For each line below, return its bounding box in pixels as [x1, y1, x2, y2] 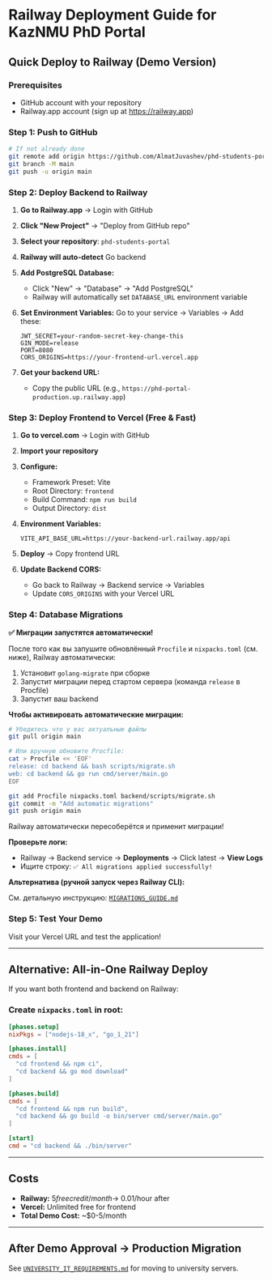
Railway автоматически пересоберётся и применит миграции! [8, 822, 224, 832]
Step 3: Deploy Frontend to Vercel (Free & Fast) [8, 411, 197, 423]
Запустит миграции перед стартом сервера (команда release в [19, 676, 240, 686]
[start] [8, 1134, 35, 1143]
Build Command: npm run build [32, 495, 138, 504]
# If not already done [8, 145, 85, 153]
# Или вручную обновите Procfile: [8, 747, 125, 755]
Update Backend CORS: [19, 564, 102, 574]
